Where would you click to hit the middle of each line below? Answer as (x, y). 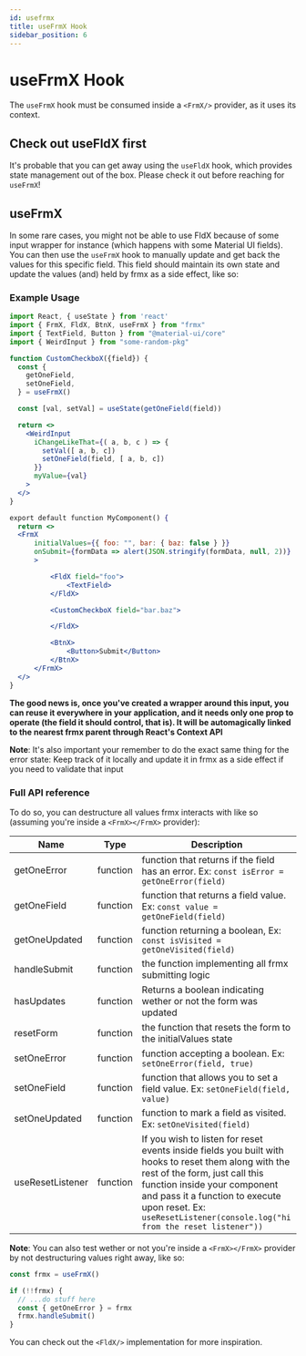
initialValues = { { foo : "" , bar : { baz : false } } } (132, 543)
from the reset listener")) (203, 1226)
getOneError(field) (184, 881)
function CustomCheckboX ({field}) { (79, 358)
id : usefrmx (32, 18)
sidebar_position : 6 (49, 35)
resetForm (36, 1032)
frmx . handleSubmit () (56, 1316)
